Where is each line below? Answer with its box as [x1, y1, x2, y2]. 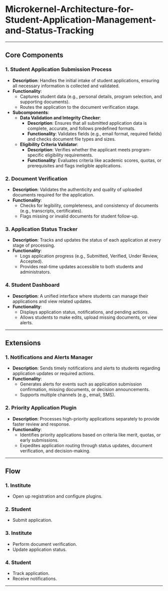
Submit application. [12, 517, 52, 523]
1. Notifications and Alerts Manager [5, 353, 93, 360]
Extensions [5, 338, 41, 347]
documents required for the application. [12, 191, 94, 198]
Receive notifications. [12, 575, 57, 582]
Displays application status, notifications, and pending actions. [19, 309, 149, 315]
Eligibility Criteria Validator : [19, 141, 78, 147]
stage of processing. [12, 242, 55, 249]
